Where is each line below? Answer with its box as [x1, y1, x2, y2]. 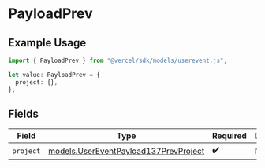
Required [211, 130, 247, 141]
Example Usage [8, 36, 87, 49]
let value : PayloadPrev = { [8, 71, 101, 79]
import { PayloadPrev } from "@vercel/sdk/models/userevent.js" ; [8, 57, 227, 64]
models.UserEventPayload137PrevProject [48, 145, 205, 156]
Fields [8, 107, 39, 120]
